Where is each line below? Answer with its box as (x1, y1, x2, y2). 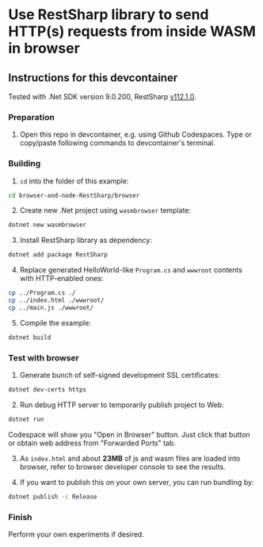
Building (8, 158, 41, 169)
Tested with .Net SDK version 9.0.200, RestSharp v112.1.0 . (8, 92, 196, 101)
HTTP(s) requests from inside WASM (8, 22, 256, 40)
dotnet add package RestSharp (8, 251, 109, 259)
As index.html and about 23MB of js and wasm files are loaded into (19, 453, 241, 463)
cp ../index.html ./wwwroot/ (8, 296, 105, 305)
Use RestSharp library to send (8, 6, 209, 24)
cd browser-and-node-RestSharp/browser (8, 191, 140, 199)
